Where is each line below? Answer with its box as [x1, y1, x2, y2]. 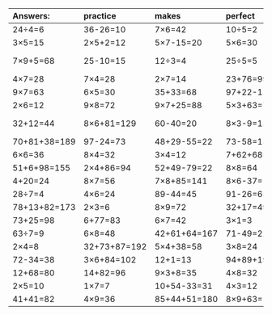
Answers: [12, 10, 50, 21]
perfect [225, 10, 255, 21]
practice [83, 10, 117, 21]
